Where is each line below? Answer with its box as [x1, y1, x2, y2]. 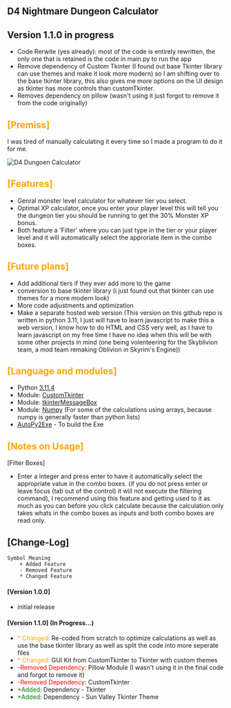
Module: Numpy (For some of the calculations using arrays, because [17, 406, 212, 414]
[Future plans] [7, 261, 69, 273]
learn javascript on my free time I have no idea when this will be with [17, 330, 212, 338]
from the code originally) [17, 99, 88, 107]
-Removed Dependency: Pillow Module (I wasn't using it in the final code [17, 664, 224, 672]
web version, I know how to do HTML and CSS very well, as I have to [17, 323, 213, 332]
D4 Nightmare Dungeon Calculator [7, 6, 159, 17]
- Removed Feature [19, 567, 72, 574]
